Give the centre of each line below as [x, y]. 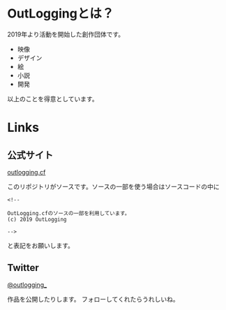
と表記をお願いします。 [41, 245]
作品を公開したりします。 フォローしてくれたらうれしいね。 [93, 299]
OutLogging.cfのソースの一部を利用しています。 [69, 213]
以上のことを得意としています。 [53, 98]
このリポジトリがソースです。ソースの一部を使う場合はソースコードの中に [113, 186]
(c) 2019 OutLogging [37, 219]
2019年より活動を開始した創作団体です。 [66, 34]
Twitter [23, 268]
